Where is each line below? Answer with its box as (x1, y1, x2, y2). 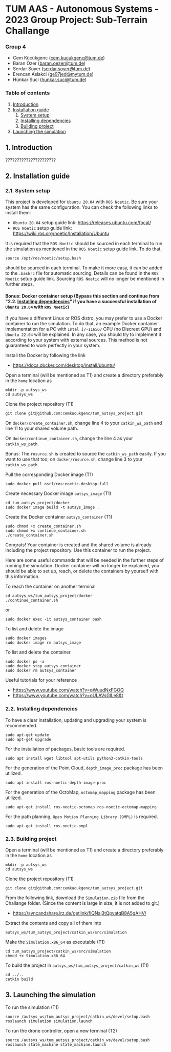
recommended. (5, 722, 37, 728)
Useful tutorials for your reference (5, 677, 77, 683)
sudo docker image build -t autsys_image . (5, 505, 100, 510)
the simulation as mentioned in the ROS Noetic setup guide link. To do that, (5, 246, 162, 252)
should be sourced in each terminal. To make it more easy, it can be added (5, 265, 163, 271)
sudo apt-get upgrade (5, 737, 52, 742)
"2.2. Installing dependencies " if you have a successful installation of (5, 298, 157, 304)
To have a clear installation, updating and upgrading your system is (5, 717, 147, 723)
